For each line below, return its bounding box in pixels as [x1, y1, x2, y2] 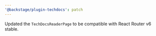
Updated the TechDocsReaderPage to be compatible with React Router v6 [4, 21, 152, 27]
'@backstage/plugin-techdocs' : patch [4, 7, 83, 12]
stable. [4, 26, 19, 32]
